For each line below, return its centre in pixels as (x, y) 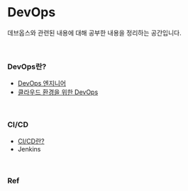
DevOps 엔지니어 (42, 83)
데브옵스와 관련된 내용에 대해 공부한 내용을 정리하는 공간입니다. (95, 33)
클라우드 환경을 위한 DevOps (58, 92)
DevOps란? (27, 66)
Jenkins (29, 149)
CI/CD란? (31, 141)
